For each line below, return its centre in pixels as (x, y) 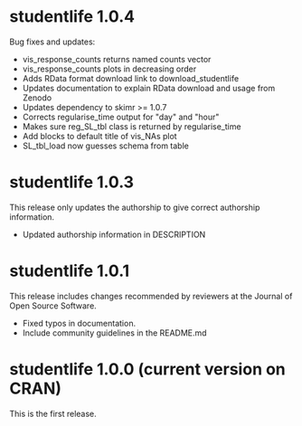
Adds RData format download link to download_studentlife (131, 78)
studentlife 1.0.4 (72, 17)
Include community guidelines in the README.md (114, 333)
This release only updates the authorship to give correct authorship (135, 207)
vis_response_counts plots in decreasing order (109, 69)
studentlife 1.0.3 (71, 182)
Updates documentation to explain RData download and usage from (149, 88)
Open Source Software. (53, 306)
